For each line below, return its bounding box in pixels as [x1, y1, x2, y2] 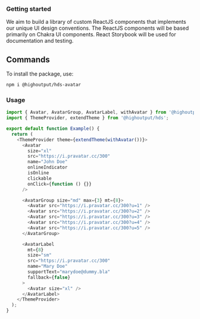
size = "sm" [27, 252, 52, 258]
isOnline [27, 170, 49, 176]
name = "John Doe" [27, 159, 68, 165]
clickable [27, 175, 52, 182]
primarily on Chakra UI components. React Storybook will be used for [6, 31, 177, 38]
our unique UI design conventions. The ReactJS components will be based [6, 24, 189, 32]
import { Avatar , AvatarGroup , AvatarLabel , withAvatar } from [6, 110, 167, 115]
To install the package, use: [6, 70, 74, 77]
